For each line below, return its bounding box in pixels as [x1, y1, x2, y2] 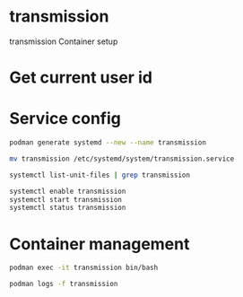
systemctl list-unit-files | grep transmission [9, 170, 191, 179]
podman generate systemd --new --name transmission [9, 138, 206, 147]
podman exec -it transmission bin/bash [9, 263, 159, 273]
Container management [9, 233, 190, 254]
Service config [9, 109, 121, 129]
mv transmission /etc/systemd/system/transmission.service [9, 154, 235, 163]
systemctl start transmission [9, 195, 123, 204]
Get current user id [9, 67, 152, 88]
